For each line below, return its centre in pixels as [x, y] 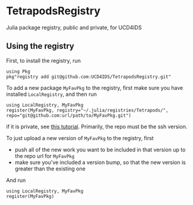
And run [16, 180]
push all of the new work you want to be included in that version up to [100, 150]
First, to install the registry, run [44, 60]
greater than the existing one [50, 169]
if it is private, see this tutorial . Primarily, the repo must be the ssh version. [97, 126]
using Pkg [18, 72]
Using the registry [40, 46]
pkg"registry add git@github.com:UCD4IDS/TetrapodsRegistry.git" [88, 77]
